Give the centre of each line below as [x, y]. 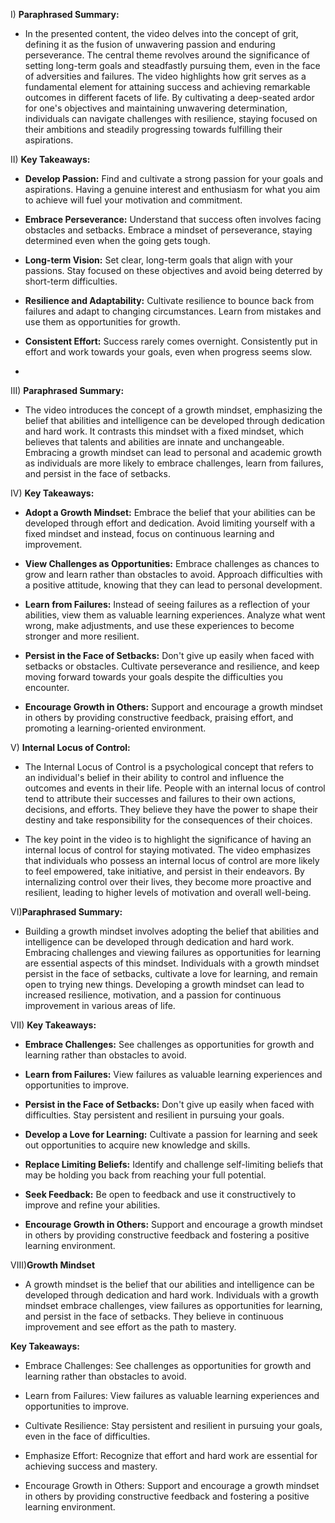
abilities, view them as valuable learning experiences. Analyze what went [175, 615]
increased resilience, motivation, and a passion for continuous [153, 995]
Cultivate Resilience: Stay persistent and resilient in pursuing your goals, [173, 1425]
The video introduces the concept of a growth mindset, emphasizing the [173, 410]
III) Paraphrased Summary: [67, 390]
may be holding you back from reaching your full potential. [145, 1175]
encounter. [47, 687]
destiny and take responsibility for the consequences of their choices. [168, 820]
